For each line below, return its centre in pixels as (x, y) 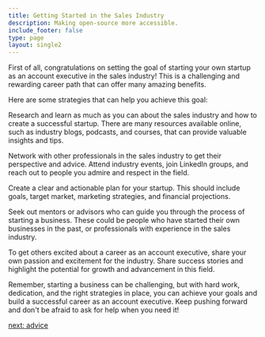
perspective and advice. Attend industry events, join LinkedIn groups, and (129, 164)
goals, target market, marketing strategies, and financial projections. (119, 197)
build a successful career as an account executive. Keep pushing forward (128, 301)
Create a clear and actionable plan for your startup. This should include (124, 188)
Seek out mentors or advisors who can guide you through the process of (127, 212)
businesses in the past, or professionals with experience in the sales (119, 229)
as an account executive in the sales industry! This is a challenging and (124, 76)
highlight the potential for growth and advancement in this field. (112, 270)
